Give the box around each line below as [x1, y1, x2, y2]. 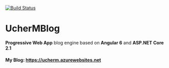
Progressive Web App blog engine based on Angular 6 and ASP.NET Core [5, 39, 164, 46]
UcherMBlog [5, 23, 60, 34]
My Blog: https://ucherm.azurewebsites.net [5, 57, 101, 63]
